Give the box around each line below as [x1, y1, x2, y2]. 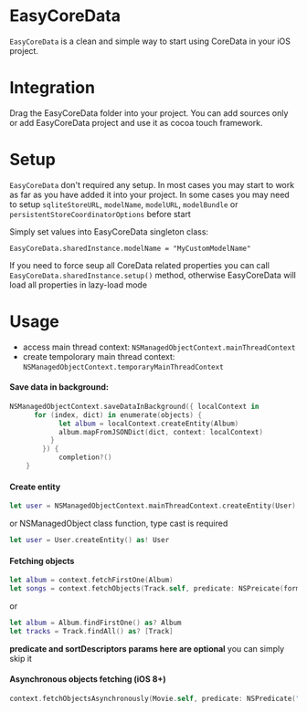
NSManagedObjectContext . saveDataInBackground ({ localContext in [9, 402, 259, 411]
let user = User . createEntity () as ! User [9, 536, 170, 545]
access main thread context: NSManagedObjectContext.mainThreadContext [22, 341, 296, 352]
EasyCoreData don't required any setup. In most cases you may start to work [9, 179, 295, 190]
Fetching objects [9, 555, 75, 566]
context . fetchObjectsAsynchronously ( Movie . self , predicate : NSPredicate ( [9, 694, 297, 703]
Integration [9, 78, 96, 99]
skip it [9, 653, 32, 664]
